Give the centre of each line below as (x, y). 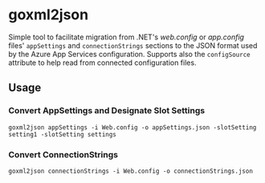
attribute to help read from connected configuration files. (102, 63)
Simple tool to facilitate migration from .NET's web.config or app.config (126, 37)
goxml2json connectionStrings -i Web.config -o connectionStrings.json (130, 171)
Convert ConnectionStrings (63, 154)
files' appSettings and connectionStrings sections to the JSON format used (133, 45)
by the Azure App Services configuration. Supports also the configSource (129, 54)
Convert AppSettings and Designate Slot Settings (107, 111)
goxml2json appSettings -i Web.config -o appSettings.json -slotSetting (132, 127)
